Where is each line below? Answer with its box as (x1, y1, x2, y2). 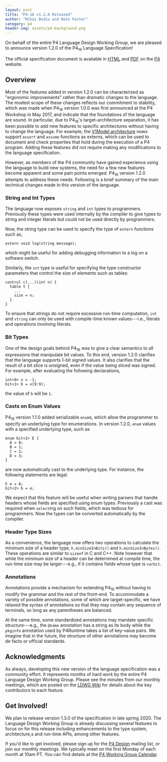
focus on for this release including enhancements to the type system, (5, 725, 148, 731)
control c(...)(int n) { (5, 280, 57, 285)
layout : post (5, 7, 32, 13)
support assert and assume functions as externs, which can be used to (5, 134, 150, 140)
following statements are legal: (5, 471, 68, 478)
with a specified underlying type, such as (5, 426, 90, 432)
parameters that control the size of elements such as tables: (5, 270, 129, 276)
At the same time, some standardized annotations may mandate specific (5, 617, 154, 623)
